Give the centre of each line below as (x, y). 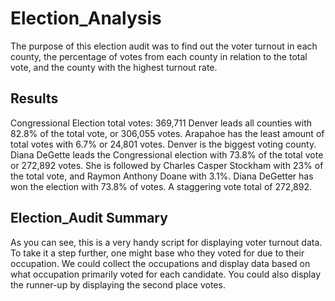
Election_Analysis (86, 18)
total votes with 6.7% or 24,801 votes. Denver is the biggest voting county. (163, 144)
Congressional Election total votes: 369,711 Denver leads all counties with (161, 123)
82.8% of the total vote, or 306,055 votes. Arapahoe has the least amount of (167, 133)
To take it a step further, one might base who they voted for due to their (157, 253)
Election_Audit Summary (89, 218)
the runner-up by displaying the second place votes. (118, 284)
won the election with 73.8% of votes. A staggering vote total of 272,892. (161, 186)
